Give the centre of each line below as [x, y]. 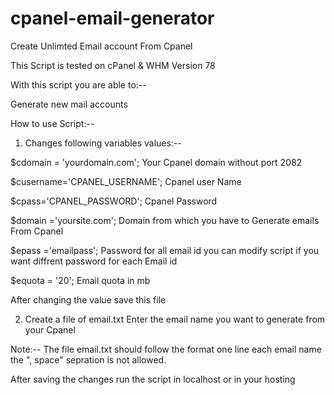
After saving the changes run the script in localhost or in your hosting [153, 379]
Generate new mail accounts [69, 104]
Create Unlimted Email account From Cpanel [101, 46]
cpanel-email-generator [112, 18]
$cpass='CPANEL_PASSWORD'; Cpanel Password [114, 201]
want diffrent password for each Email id [94, 261]
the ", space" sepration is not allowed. [88, 359]
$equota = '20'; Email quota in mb [80, 280]
